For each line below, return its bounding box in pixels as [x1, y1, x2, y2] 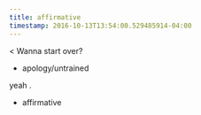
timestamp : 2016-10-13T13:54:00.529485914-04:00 [9, 21, 192, 30]
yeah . [9, 80, 33, 90]
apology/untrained [21, 63, 89, 73]
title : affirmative [9, 12, 81, 22]
